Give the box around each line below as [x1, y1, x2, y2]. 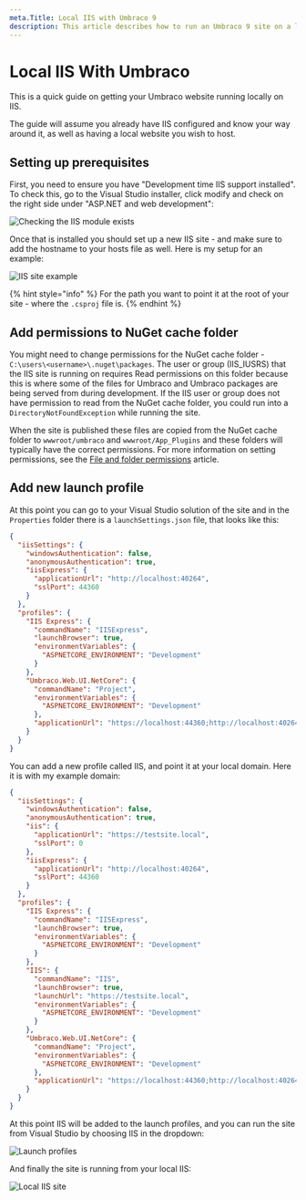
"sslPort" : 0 [33, 839, 84, 848]
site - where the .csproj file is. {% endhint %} [9, 298, 182, 309]
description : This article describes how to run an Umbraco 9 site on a [9, 22, 291, 31]
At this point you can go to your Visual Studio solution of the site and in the [9, 504, 290, 516]
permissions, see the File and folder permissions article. [9, 454, 219, 465]
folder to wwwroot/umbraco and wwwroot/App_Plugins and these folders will [9, 434, 283, 445]
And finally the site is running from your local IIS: [9, 1163, 192, 1174]
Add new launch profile [9, 480, 144, 496]
